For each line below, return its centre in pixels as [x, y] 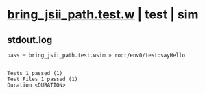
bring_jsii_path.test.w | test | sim [103, 15]
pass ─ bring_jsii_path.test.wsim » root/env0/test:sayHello [96, 55]
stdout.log [30, 40]
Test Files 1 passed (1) [43, 79]
